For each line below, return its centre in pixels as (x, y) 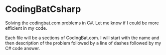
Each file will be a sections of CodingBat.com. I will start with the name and (82, 38)
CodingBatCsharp (43, 9)
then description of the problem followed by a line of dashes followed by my (83, 43)
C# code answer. (23, 48)
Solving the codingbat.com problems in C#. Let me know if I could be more (82, 23)
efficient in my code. (26, 28)
